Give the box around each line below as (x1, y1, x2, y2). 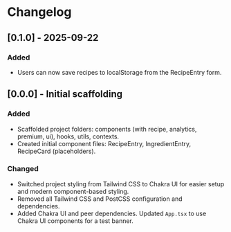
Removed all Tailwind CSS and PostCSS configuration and (17, 195, 183, 203)
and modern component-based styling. (17, 187, 129, 195)
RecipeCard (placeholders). (17, 147, 96, 155)
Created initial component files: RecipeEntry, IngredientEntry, (17, 139, 192, 148)
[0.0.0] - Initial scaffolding (7, 88, 123, 100)
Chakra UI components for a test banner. (17, 216, 133, 225)
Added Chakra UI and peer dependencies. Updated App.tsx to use (17, 209, 207, 217)
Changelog (7, 4, 72, 20)
